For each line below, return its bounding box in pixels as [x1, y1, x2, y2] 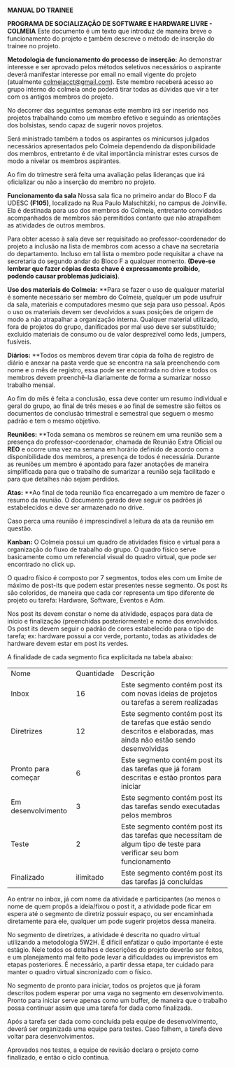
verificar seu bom [121, 848, 179, 857]
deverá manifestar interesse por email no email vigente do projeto [7, 70, 197, 78]
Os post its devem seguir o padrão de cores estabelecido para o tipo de [7, 624, 215, 633]
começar [10, 773, 41, 782]
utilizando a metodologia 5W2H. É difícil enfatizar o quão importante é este [7, 938, 224, 946]
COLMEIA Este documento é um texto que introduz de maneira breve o [7, 27, 212, 35]
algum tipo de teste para [121, 839, 201, 849]
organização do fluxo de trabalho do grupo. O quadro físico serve [7, 545, 197, 554]
